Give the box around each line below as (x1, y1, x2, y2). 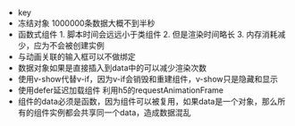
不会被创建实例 (48, 40, 105, 51)
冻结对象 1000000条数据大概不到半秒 (17, 18, 156, 29)
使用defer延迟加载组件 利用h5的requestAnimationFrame (17, 85, 223, 96)
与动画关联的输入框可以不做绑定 (17, 52, 136, 63)
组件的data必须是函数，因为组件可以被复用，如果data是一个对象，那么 (17, 97, 278, 107)
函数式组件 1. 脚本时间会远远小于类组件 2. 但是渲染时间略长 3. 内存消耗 (17, 29, 279, 40)
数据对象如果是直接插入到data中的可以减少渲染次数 (17, 63, 207, 73)
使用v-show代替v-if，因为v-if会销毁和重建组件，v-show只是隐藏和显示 (17, 74, 279, 85)
